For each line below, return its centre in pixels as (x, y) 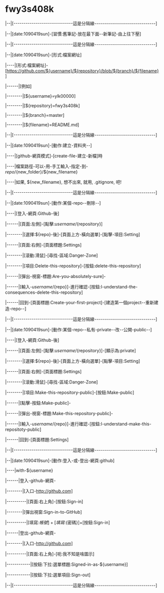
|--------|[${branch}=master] (35, 115)
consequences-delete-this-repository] (44, 292)
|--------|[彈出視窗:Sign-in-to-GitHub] (43, 512)
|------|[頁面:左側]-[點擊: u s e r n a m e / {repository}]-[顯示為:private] (70, 350)
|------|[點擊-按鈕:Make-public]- (38, 403)
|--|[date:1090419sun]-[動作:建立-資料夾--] (49, 145)
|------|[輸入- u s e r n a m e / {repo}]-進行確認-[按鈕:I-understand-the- (71, 286)
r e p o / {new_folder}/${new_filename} (41, 172)
